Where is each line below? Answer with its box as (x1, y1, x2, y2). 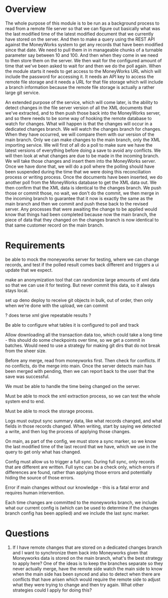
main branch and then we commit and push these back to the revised (5, 201, 148, 207)
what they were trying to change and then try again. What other (12, 581, 144, 587)
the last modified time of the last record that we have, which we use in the (5, 443, 158, 449)
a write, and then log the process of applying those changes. (5, 428, 131, 434)
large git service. (5, 89, 40, 95)
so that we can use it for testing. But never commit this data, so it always (5, 282, 155, 288)
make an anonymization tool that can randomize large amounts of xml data (5, 276, 159, 282)
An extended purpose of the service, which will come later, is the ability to (5, 99, 158, 105)
